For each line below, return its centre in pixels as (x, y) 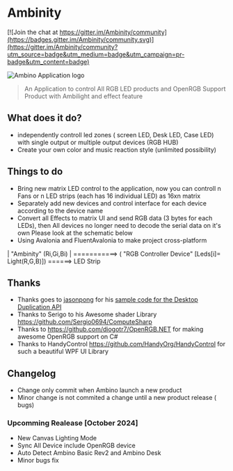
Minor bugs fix (38, 461)
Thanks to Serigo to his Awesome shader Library (87, 314)
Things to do (35, 172)
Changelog (32, 373)
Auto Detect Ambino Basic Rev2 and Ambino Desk (89, 453)
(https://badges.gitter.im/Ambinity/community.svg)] (81, 39)
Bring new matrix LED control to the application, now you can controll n (119, 188)
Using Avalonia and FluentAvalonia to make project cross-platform (112, 240)
